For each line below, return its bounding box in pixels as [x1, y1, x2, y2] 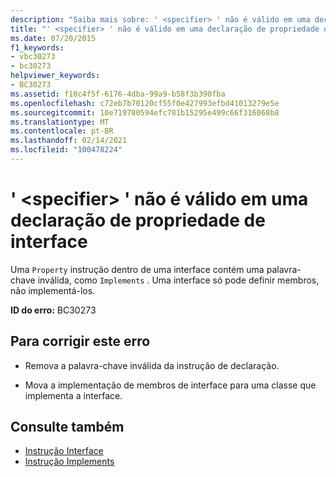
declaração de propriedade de [10, 209, 266, 232]
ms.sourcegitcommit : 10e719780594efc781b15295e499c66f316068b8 [10, 107, 280, 118]
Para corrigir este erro [10, 333, 151, 350]
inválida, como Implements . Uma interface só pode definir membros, [37, 274, 320, 286]
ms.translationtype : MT [10, 117, 110, 127]
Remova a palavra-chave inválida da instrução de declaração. [24, 359, 280, 371]
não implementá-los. [10, 284, 96, 296]
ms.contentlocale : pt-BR [10, 126, 114, 136]
